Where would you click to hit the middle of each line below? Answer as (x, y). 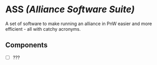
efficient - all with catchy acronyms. (43, 29)
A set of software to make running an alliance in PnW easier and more (79, 24)
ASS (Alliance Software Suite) (70, 9)
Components (26, 45)
